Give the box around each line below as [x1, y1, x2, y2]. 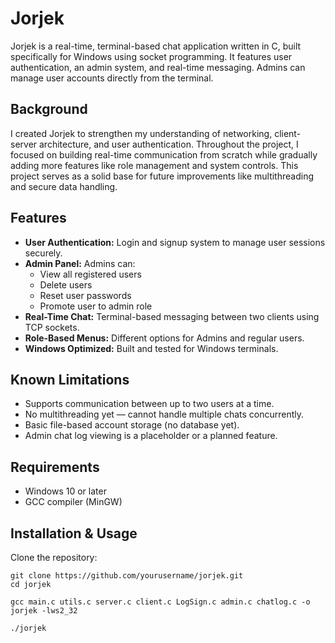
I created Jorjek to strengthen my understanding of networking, [10, 127, 273, 139]
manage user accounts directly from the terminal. [10, 72, 214, 84]
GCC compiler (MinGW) [24, 496, 123, 508]
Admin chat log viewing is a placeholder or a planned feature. [24, 430, 278, 442]
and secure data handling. [10, 180, 118, 192]
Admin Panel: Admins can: [24, 257, 136, 269]
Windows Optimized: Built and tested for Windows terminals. [24, 342, 279, 354]
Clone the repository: [10, 552, 98, 563]
